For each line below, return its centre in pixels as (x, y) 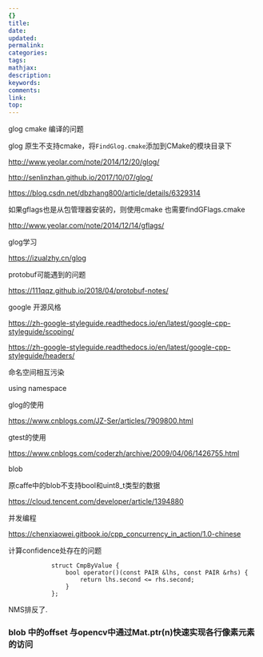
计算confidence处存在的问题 (55, 550)
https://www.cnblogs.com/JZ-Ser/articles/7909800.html (101, 421)
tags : (17, 61)
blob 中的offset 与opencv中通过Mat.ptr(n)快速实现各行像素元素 (131, 632)
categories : (28, 53)
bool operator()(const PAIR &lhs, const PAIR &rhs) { (157, 573)
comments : (25, 90)
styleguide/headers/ (42, 356)
